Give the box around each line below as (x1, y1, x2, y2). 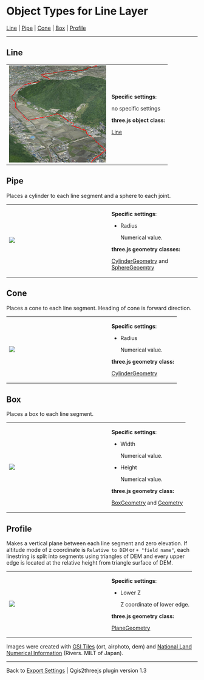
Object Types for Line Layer (6, 4, 149, 18)
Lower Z (120, 589, 141, 596)
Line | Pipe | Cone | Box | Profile (6, 24, 86, 32)
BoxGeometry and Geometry (111, 499, 183, 506)
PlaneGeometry (111, 624, 151, 631)
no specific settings (111, 105, 161, 112)
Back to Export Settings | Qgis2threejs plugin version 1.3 (6, 667, 147, 675)
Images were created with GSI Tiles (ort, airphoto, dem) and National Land (6, 643, 192, 650)
